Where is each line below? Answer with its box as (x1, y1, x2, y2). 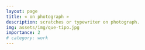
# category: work (6, 35, 49, 41)
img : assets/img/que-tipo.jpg (6, 24, 80, 30)
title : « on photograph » (6, 14, 69, 20)
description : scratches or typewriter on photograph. (6, 19, 140, 25)
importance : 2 (6, 30, 41, 36)
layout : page (6, 8, 38, 14)
